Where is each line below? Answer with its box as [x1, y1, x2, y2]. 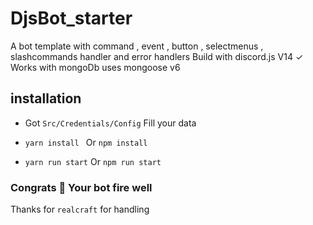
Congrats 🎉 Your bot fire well [10, 180, 153, 194]
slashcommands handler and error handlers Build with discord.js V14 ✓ [10, 50, 304, 62]
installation [10, 90, 82, 107]
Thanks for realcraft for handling [10, 203, 150, 216]
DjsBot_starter [10, 7, 133, 30]
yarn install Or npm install [24, 136, 148, 148]
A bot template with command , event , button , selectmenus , [10, 40, 264, 52]
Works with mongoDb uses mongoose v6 [10, 61, 181, 73]
